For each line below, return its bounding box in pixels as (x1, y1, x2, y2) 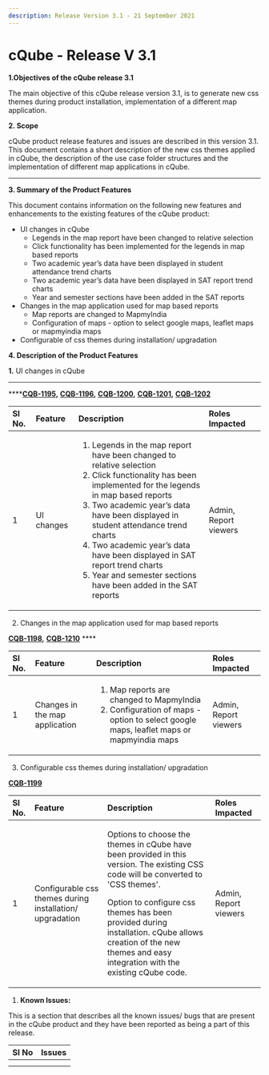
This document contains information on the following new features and (8, 200, 242, 210)
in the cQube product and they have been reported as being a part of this (8, 1019, 250, 1029)
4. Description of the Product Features (8, 350, 139, 360)
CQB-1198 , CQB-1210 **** (8, 633, 97, 643)
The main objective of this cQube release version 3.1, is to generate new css (8, 88, 259, 98)
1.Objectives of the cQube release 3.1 (8, 73, 134, 82)
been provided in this (106, 848, 187, 860)
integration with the (106, 957, 180, 968)
